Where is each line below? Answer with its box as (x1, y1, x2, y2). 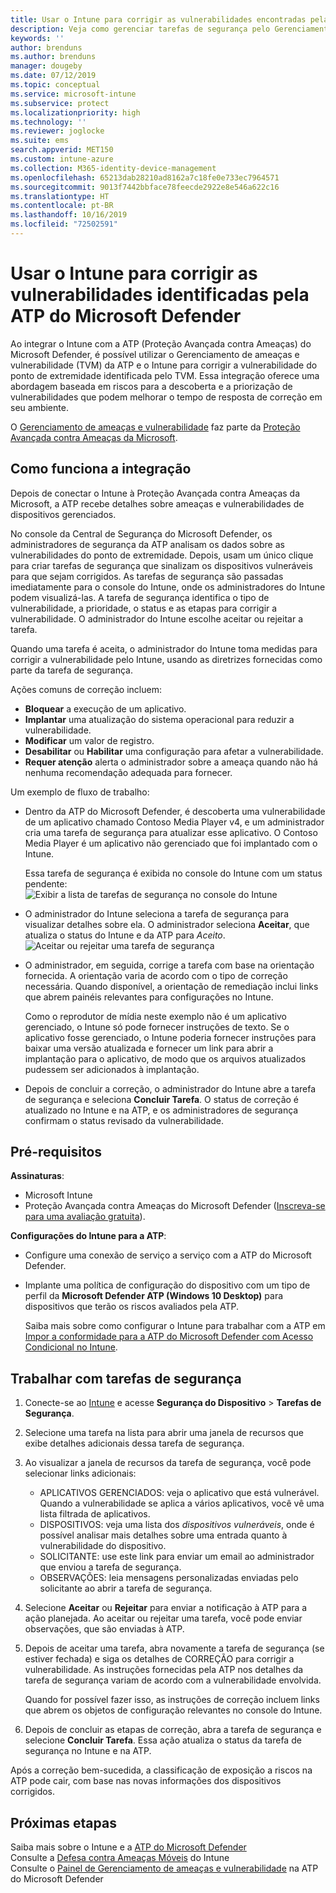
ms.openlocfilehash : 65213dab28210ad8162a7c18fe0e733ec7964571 (10, 172, 280, 183)
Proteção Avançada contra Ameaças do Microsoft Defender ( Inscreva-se (24, 1200, 326, 1212)
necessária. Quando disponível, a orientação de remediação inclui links (24, 980, 319, 992)
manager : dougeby (10, 61, 83, 71)
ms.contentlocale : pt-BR (10, 201, 114, 211)
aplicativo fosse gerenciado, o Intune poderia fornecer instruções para (24, 1031, 317, 1043)
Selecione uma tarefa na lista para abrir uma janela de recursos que (24, 1427, 304, 1439)
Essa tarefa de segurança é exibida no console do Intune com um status (24, 867, 323, 879)
